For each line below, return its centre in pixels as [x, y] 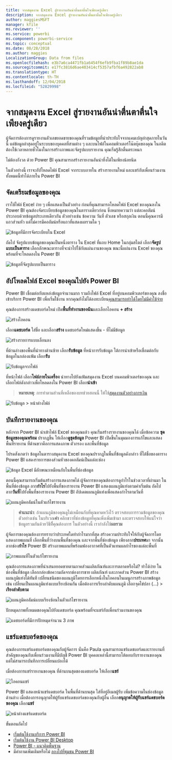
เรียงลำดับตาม [17, 590]
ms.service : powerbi [28, 34]
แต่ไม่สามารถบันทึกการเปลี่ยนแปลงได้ [37, 661]
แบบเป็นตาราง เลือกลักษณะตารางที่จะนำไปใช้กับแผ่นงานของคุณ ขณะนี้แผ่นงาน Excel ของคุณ [84, 248]
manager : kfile [22, 24]
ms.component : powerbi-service [39, 39]
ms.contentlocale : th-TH [32, 77]
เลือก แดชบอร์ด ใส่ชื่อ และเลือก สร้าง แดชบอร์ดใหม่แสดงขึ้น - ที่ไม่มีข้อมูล [65, 330]
